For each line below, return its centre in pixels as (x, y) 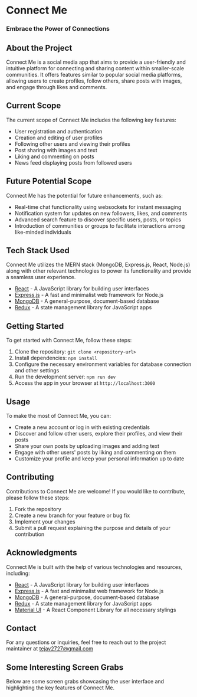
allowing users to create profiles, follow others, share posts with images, (94, 81)
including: (18, 573)
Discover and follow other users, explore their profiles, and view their (98, 433)
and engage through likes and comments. (57, 87)
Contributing (30, 477)
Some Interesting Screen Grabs (65, 667)
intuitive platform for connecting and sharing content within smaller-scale (95, 68)
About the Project (39, 48)
